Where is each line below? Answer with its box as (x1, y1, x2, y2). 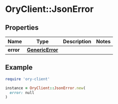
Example (5, 63, 33, 72)
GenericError (26, 46, 58, 53)
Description (63, 38, 92, 45)
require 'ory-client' (5, 76, 50, 82)
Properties (5, 23, 39, 32)
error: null (9, 90, 35, 95)
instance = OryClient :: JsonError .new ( (5, 86, 86, 91)
